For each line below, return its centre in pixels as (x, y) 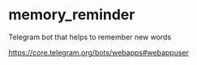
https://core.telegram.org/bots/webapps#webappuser (98, 52)
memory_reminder (72, 15)
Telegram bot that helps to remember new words (90, 37)
